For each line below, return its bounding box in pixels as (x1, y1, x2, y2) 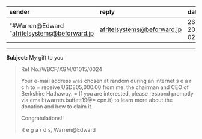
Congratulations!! (20, 114, 64, 122)
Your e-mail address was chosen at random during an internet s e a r (20, 78, 192, 84)
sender (9, 8, 30, 16)
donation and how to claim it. (20, 103, 93, 110)
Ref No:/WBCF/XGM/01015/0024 (20, 66, 103, 73)
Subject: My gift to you (6, 54, 64, 61)
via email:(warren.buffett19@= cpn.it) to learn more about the (20, 96, 173, 103)
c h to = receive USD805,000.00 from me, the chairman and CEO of (20, 84, 189, 91)
